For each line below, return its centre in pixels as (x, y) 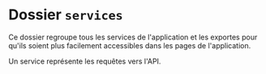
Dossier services (66, 15)
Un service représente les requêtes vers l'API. (85, 61)
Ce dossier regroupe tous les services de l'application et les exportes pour (133, 37)
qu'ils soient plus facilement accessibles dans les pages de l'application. (130, 45)
